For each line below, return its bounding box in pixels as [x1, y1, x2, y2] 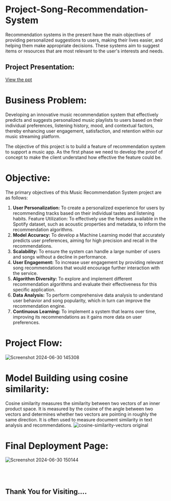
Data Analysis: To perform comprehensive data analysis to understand [12, 292, 163, 298]
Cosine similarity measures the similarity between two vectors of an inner [5, 400, 160, 406]
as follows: [5, 194, 28, 201]
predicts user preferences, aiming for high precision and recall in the [12, 237, 158, 244]
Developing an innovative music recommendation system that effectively [5, 112, 159, 118]
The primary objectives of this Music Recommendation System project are [5, 189, 162, 195]
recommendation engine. [12, 303, 66, 309]
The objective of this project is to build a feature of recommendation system [5, 143, 165, 150]
